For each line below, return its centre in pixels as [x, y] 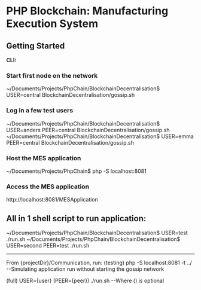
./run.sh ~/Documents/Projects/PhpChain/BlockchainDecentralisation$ [93, 239]
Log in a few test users [40, 111]
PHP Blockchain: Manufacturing [87, 11]
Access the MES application [48, 187]
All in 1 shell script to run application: [76, 219]
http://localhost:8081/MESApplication [52, 200]
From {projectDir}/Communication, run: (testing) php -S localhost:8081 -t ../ [99, 262]
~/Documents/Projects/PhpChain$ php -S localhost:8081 [76, 171]
